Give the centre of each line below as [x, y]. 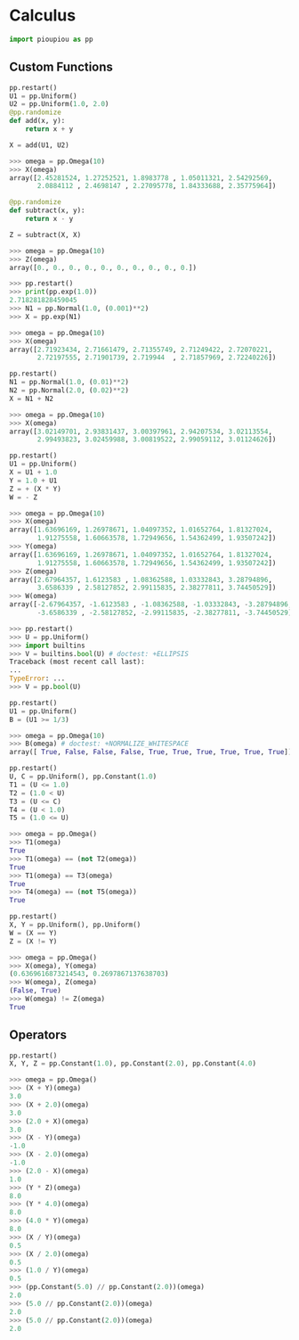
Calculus [43, 16]
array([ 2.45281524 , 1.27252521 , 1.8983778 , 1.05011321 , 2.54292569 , [141, 178]
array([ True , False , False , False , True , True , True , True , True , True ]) [151, 752]
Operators [38, 1035]
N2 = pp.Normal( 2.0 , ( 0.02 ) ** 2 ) [69, 390]
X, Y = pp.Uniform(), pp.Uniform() [75, 925]
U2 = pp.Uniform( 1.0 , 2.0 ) [59, 104]
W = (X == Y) [33, 933]
